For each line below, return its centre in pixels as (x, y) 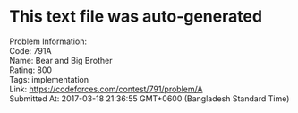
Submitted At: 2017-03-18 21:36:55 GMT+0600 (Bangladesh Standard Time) (149, 98)
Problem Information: (48, 41)
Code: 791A (30, 50)
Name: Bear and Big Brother (61, 60)
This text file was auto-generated (136, 17)
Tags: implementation (49, 79)
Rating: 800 (30, 70)
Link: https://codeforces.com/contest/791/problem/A (106, 89)
